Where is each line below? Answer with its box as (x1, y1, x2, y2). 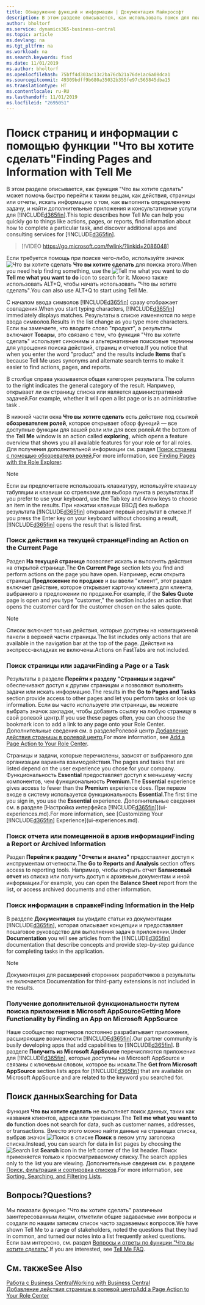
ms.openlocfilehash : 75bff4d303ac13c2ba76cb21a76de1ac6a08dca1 (6, 71, 171, 78)
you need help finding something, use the (6, 267, 111, 275)
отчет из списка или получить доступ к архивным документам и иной (6, 873, 190, 880)
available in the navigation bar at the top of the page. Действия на (6, 639, 174, 647)
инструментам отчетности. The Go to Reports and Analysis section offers (6, 860, 195, 867)
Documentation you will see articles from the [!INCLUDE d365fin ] (6, 934, 171, 942)
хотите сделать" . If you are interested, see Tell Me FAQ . (6, 1245, 145, 1253)
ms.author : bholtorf (6, 65, 59, 72)
